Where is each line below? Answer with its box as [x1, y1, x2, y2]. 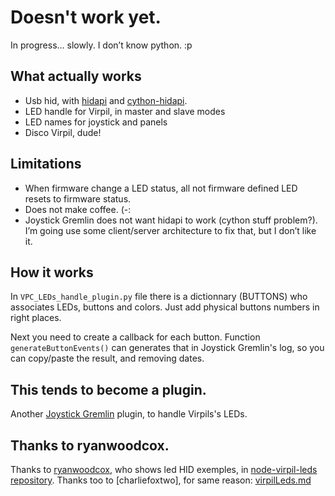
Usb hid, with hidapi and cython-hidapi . [24, 94, 188, 106]
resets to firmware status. [24, 192, 132, 205]
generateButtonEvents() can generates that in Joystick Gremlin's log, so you [10, 342, 325, 354]
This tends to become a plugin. [10, 381, 207, 398]
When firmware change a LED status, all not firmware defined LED [24, 182, 298, 194]
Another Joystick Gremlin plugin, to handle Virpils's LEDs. [10, 408, 248, 420]
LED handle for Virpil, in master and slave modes [24, 105, 226, 117]
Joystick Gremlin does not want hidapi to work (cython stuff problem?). [24, 214, 318, 226]
